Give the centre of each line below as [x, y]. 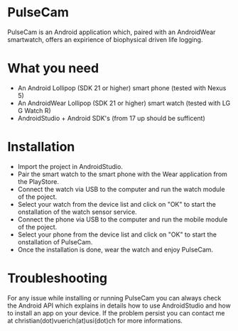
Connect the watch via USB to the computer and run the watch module [121, 189]
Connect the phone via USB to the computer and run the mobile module [123, 219]
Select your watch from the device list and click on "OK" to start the [117, 204]
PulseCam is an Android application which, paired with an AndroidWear [112, 32]
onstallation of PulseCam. [55, 242]
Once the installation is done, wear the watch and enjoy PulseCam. [115, 249]
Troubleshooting [58, 278]
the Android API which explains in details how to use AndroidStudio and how [119, 305]
